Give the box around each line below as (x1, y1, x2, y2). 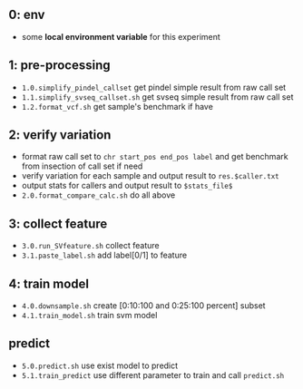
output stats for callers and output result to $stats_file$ (21, 180, 233, 191)
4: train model (8, 276, 90, 291)
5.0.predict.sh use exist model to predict (21, 360, 179, 371)
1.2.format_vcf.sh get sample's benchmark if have (21, 101, 214, 112)
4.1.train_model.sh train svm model (21, 310, 158, 321)
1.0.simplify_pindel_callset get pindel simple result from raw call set (21, 82, 287, 92)
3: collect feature (8, 216, 108, 231)
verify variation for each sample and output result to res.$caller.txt (21, 170, 279, 181)
